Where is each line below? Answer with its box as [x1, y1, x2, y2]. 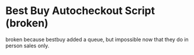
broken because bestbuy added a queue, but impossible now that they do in [5, 36, 189, 43]
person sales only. [5, 42, 50, 49]
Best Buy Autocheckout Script [5, 4, 155, 18]
